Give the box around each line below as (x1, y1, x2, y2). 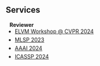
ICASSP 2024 (14, 53, 49, 60)
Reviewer (9, 21, 34, 28)
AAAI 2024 (14, 44, 43, 51)
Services (5, 5, 41, 15)
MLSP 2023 (14, 36, 45, 43)
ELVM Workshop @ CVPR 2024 (14, 28, 94, 35)
